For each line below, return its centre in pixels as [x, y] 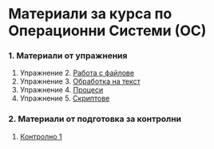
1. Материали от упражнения [68, 56]
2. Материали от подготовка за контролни [95, 119]
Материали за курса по [90, 14]
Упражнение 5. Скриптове [65, 98]
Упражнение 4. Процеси [61, 90]
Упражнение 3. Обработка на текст [80, 81]
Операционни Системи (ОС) [107, 31]
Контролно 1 [41, 136]
